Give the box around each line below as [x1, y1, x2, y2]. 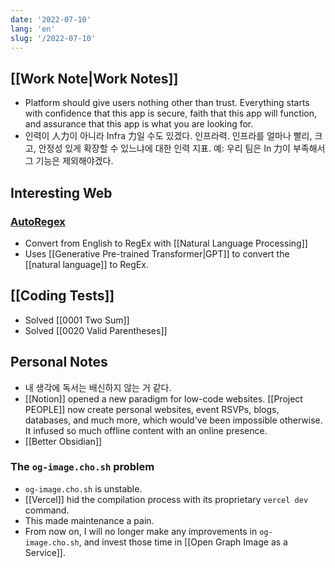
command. [24, 504, 70, 516]
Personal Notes [10, 354, 108, 371]
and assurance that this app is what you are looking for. [24, 118, 254, 130]
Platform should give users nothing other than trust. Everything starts [24, 97, 310, 109]
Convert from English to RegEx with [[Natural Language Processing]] [24, 237, 308, 249]
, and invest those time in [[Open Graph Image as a [78, 536, 288, 548]
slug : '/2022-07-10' [10, 33, 97, 43]
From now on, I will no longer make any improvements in [24, 525, 258, 537]
